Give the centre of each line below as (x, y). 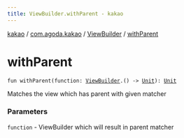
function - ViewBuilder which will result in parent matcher (91, 127)
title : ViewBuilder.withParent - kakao (65, 14)
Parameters (27, 111)
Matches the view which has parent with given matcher (87, 94)
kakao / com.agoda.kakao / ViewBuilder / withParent (83, 34)
